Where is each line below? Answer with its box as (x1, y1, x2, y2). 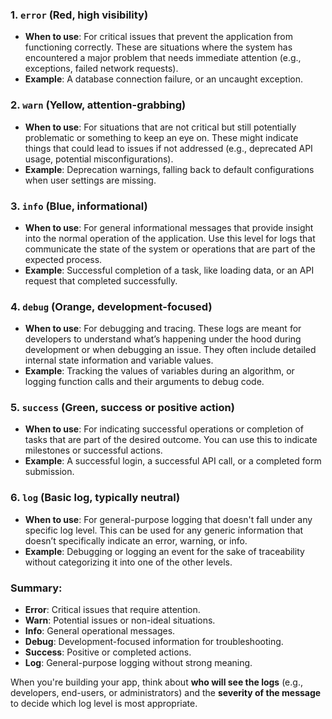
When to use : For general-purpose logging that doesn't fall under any (24, 513, 313, 525)
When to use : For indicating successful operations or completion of (24, 423, 305, 435)
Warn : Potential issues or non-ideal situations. (24, 614, 216, 627)
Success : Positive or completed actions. (24, 646, 192, 658)
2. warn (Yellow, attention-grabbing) (10, 98, 187, 112)
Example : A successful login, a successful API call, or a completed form (24, 455, 322, 467)
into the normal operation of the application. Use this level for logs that (24, 232, 316, 244)
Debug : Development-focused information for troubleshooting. (24, 636, 284, 648)
